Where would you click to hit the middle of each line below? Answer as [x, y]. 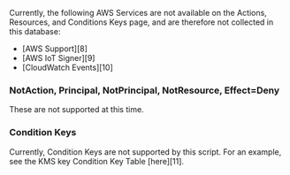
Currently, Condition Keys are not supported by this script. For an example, [145, 152]
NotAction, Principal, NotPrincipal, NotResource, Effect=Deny [145, 90]
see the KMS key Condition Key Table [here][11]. [96, 161]
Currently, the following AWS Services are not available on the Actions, [138, 13]
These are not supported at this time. [76, 110]
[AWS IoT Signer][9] [58, 58]
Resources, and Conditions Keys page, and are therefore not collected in [141, 22]
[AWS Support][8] [55, 49]
